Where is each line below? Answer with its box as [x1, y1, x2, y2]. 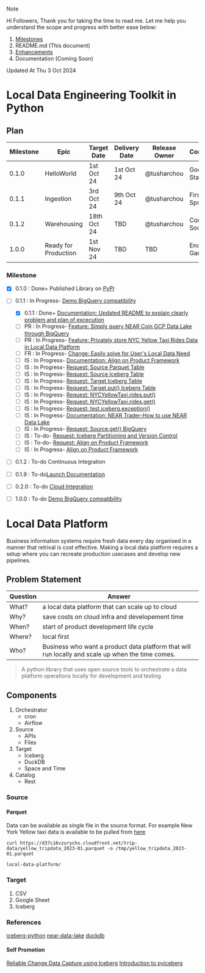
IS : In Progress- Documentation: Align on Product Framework [24, 356, 180, 363]
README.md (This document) [15, 42, 90, 49]
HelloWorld [45, 170, 77, 177]
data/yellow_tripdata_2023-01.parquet [6, 846, 105, 852]
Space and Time [24, 765, 66, 772]
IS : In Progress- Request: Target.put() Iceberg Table [24, 384, 156, 391]
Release [152, 144, 176, 152]
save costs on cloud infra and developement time [42, 613, 184, 621]
